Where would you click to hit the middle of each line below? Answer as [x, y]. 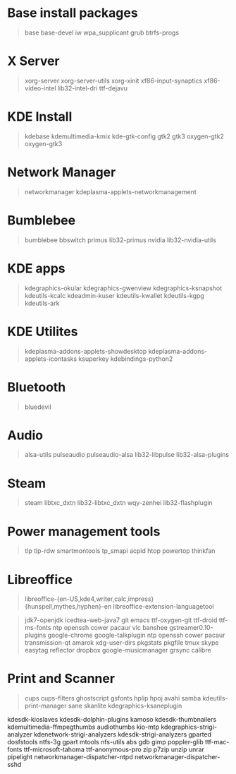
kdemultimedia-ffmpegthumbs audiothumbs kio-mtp [83, 727]
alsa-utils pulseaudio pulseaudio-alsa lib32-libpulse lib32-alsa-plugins [127, 455]
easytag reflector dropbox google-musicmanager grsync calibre [118, 650]
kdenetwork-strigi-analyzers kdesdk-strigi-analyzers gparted [123, 734]
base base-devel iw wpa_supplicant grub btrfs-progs [102, 32]
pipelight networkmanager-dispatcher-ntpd [70, 757]
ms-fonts [38, 628]
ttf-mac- [217, 742]
